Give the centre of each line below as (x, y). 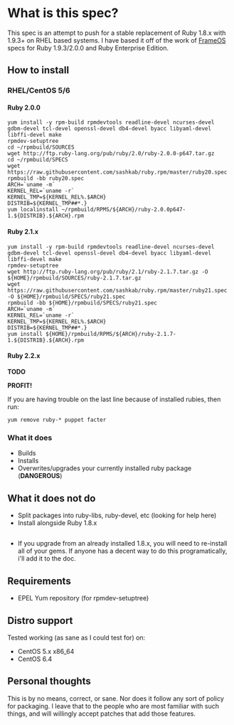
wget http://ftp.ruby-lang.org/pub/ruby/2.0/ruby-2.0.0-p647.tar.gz (111, 154)
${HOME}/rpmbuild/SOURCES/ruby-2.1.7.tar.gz (74, 278)
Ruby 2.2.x (24, 356)
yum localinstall (33, 210)
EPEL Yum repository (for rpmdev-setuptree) (83, 598)
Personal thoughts (49, 681)
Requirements (39, 581)
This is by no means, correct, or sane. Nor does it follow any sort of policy (116, 698)
